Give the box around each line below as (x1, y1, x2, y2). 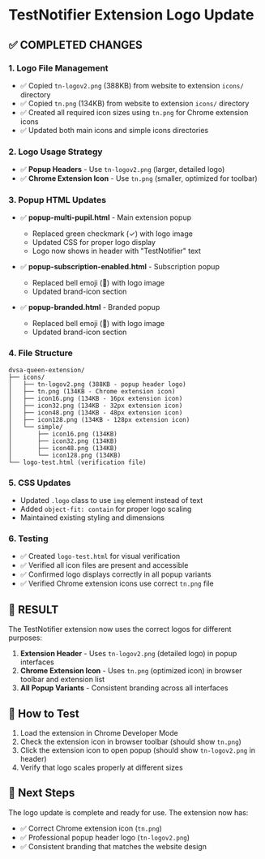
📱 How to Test (8, 707, 79, 720)
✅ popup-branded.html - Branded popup (19, 303, 160, 312)
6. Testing (8, 533, 49, 544)
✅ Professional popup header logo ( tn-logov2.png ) (19, 832, 190, 842)
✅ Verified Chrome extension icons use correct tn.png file (19, 578, 214, 589)
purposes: (8, 633, 43, 642)
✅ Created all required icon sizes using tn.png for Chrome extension (19, 107, 249, 117)
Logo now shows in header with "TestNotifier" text (32, 246, 201, 256)
